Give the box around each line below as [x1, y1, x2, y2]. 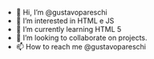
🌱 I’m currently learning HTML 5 [15, 25, 122, 33]
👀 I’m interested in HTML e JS [15, 16, 115, 26]
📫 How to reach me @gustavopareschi [15, 42, 147, 51]
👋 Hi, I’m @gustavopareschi [15, 8, 107, 17]
